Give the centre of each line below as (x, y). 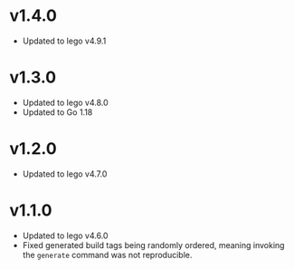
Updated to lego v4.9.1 (64, 41)
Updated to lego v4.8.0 (65, 102)
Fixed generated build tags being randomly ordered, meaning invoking (153, 245)
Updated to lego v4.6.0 (65, 235)
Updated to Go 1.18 (57, 112)
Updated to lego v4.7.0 (65, 174)
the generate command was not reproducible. (107, 255)
